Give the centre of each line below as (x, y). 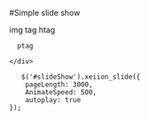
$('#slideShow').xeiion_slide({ (81, 77)
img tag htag (32, 30)
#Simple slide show (45, 13)
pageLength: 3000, (59, 85)
